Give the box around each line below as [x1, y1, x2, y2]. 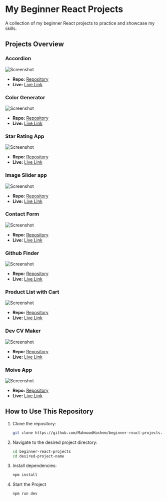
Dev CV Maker [5, 327, 41, 334]
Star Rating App [5, 133, 44, 140]
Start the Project [12, 481, 46, 487]
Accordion [5, 55, 31, 62]
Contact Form [5, 210, 39, 217]
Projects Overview [5, 40, 64, 49]
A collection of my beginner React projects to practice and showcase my [5, 20, 155, 26]
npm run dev [12, 491, 37, 496]
